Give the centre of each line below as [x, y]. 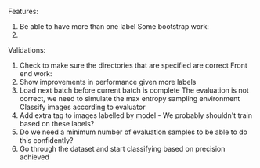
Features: [23, 11]
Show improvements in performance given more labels [108, 82]
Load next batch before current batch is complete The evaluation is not [134, 90]
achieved [34, 157]
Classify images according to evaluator [83, 107]
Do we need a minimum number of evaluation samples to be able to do [134, 132]
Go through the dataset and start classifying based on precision [122, 149]
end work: [36, 73]
